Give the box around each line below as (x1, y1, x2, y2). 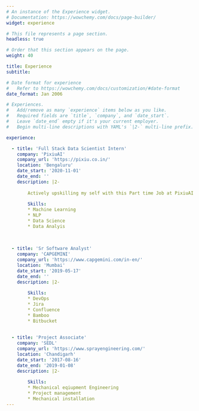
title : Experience (6, 63, 52, 69)
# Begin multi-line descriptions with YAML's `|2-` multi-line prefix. (6, 124, 194, 130)
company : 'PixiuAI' (17, 151, 66, 157)
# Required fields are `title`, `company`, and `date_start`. (6, 113, 170, 119)
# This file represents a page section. (6, 31, 109, 36)
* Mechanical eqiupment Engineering (27, 385, 119, 391)
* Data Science (27, 218, 66, 224)
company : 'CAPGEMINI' (17, 251, 71, 257)
